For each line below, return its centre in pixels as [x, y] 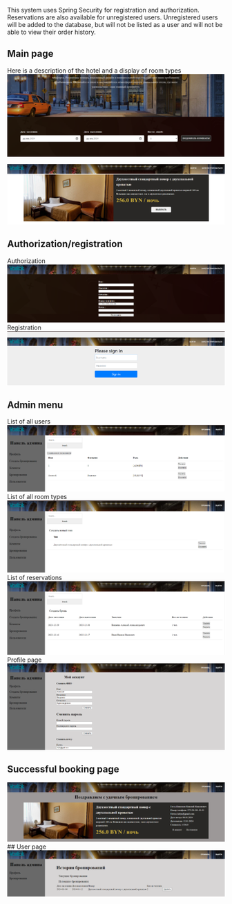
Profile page [25, 660]
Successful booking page [63, 769]
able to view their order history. [51, 32]
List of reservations [35, 577]
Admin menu [35, 405]
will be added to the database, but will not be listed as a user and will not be [115, 25]
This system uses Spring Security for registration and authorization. [103, 10]
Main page [30, 54]
